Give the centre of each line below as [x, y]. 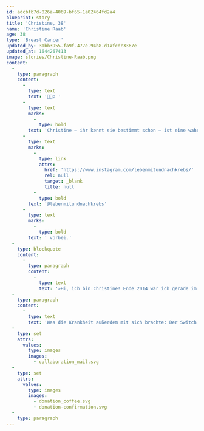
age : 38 [16, 35]
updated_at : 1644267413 [36, 52]
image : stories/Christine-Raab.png [51, 57]
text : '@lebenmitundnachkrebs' [68, 204]
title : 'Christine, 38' [36, 23]
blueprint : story [28, 18]
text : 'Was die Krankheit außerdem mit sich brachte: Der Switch [113, 322]
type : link [53, 158]
